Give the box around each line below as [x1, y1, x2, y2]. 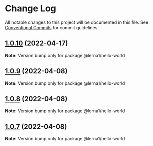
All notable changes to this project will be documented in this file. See [5, 19, 149, 25]
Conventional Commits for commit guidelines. [5, 24, 99, 30]
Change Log [5, 3, 56, 14]
